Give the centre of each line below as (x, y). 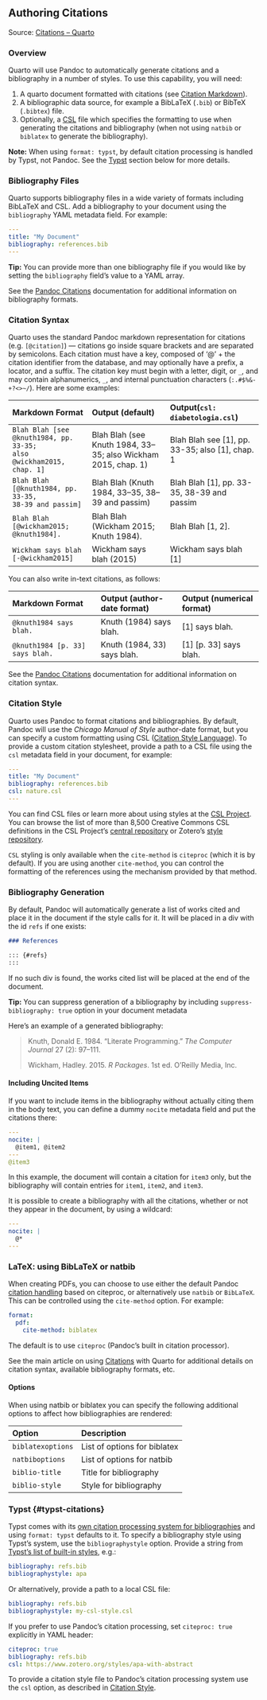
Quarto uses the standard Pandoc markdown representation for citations (127, 337)
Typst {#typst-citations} (56, 1509)
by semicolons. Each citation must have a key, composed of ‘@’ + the (122, 354)
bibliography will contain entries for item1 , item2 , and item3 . (106, 1185)
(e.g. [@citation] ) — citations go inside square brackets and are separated (131, 346)
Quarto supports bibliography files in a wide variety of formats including (126, 198)
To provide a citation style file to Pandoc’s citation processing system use (128, 1679)
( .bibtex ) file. (42, 111)
